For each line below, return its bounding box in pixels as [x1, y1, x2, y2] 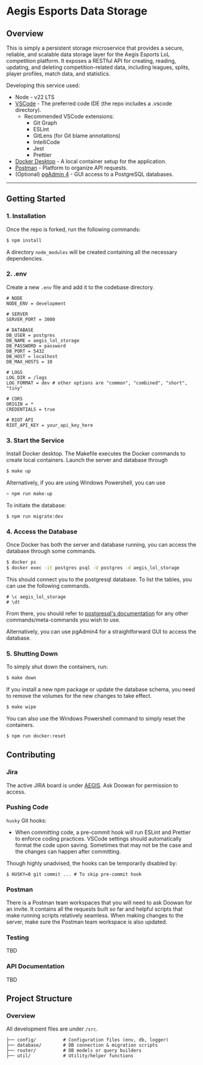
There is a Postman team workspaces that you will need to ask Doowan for [6, 899, 193, 907]
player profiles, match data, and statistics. [6, 70, 111, 77]
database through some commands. [6, 547, 97, 555]
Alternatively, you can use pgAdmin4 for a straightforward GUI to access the [6, 628, 196, 635]
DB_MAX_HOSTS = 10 [6, 359, 53, 365]
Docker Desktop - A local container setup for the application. [14, 158, 167, 164]
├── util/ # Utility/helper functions [6, 1053, 134, 1059]
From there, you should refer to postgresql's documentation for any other [6, 610, 188, 617]
